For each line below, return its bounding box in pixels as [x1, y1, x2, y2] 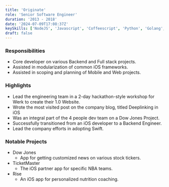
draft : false [5, 31, 33, 36]
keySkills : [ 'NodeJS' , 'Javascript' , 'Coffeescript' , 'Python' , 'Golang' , [5, 26, 165, 31]
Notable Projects [5, 138, 47, 145]
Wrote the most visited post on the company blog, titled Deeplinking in [12, 104, 158, 110]
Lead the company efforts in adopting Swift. [12, 125, 104, 131]
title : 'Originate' [5, 7, 46, 13]
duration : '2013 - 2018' [5, 17, 57, 22]
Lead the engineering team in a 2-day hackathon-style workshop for [12, 93, 155, 100]
